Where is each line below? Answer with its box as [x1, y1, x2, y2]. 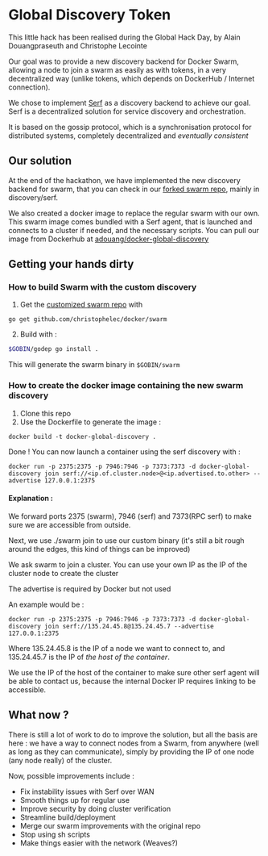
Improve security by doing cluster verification [19, 804, 171, 813]
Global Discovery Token [8, 6, 171, 24]
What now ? [8, 708, 69, 722]
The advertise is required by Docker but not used [8, 583, 171, 594]
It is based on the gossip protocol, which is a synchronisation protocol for [8, 122, 252, 132]
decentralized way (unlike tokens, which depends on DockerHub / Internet [8, 73, 255, 83]
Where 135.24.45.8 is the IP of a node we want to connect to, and [8, 643, 225, 653]
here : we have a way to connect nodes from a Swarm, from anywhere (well [8, 738, 259, 748]
